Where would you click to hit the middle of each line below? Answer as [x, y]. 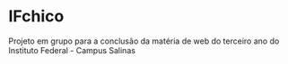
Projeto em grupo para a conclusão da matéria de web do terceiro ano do [144, 41]
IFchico [36, 16]
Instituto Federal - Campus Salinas [72, 50]
